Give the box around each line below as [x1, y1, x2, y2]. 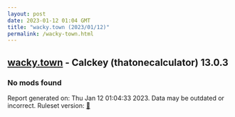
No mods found [7, 77, 62, 87]
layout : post [7, 10, 46, 18]
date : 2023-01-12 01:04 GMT [7, 17, 91, 24]
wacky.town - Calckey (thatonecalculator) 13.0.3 [7, 56, 229, 68]
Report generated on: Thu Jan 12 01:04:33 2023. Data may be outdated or [7, 94, 224, 102]
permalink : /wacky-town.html [7, 30, 94, 38]
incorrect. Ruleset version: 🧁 [7, 101, 90, 110]
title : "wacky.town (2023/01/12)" [7, 23, 110, 30]
